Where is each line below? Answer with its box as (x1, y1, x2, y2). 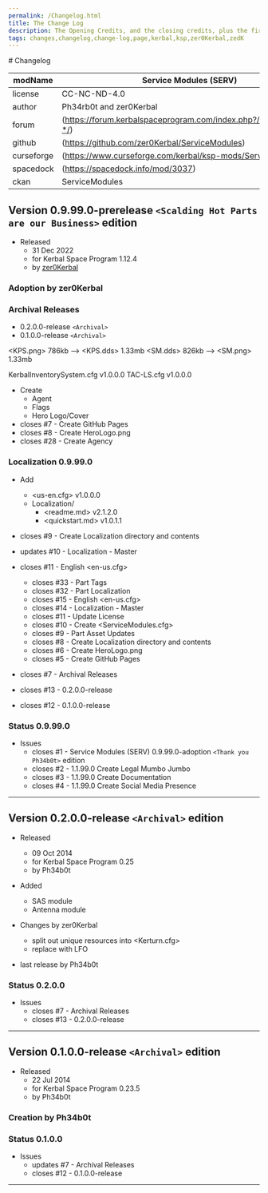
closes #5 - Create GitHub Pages (31, 654, 141, 663)
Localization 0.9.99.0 (8, 456, 93, 467)
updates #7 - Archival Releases (31, 1160, 135, 1170)
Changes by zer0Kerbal (19, 920, 98, 929)
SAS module (31, 896, 73, 905)
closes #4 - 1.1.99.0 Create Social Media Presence (31, 781, 197, 790)
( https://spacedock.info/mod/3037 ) (61, 163, 196, 174)
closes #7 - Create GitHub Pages (19, 420, 129, 429)
